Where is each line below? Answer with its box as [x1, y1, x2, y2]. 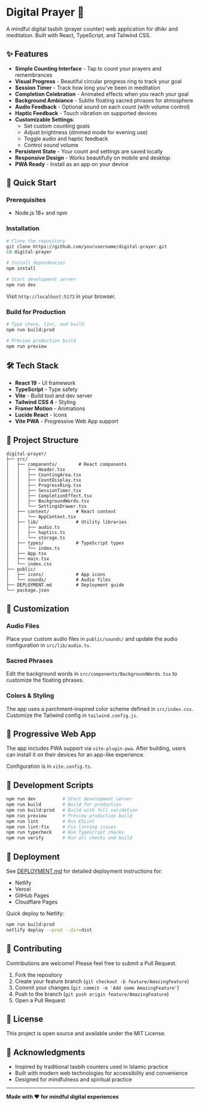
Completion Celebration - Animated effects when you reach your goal [14, 90, 189, 98]
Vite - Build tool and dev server [14, 392, 93, 399]
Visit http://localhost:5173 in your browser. [6, 293, 116, 300]
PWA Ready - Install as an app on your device [14, 160, 129, 167]
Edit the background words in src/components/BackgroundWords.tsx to [6, 670, 178, 677]
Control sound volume [23, 141, 79, 149]
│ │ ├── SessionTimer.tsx [6, 488, 82, 494]
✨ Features [6, 49, 48, 59]
